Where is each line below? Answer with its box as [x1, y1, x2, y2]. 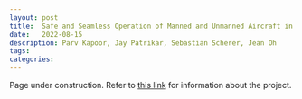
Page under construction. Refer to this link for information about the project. [9, 80, 292, 90]
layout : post [9, 13, 59, 22]
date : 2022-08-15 [9, 30, 83, 39]
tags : [9, 47, 30, 56]
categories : [9, 55, 54, 64]
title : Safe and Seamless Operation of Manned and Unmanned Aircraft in [9, 22, 294, 31]
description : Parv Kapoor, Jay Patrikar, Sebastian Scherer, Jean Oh [9, 38, 278, 48]
